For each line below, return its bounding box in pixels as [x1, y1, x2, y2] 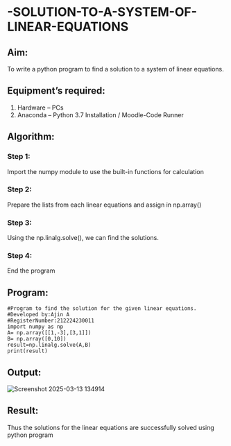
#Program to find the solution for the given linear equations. [7, 305, 197, 312]
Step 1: [7, 152, 31, 162]
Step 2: [7, 185, 33, 194]
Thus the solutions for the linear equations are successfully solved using [7, 423, 215, 431]
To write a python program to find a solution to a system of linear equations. [7, 65, 224, 73]
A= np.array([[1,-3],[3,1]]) [7, 329, 92, 336]
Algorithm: [7, 131, 55, 143]
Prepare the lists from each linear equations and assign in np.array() [7, 200, 202, 209]
